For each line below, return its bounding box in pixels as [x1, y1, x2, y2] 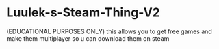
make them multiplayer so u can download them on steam [6, 34, 170, 42]
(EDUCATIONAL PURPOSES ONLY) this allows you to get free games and [6, 27, 213, 35]
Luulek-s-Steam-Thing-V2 [6, 5, 160, 20]
